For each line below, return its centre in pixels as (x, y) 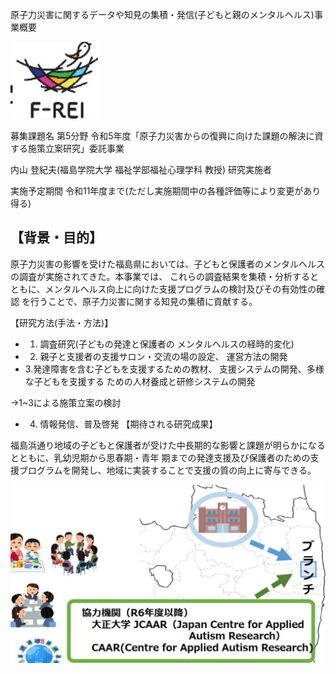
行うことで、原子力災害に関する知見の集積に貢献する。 (143, 301)
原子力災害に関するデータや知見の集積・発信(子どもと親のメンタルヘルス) (162, 14)
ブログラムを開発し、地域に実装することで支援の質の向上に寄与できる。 (167, 470)
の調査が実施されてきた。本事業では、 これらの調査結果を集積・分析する (160, 276)
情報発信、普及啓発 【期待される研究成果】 (128, 424)
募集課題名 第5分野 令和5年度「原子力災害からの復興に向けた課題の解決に (162, 136)
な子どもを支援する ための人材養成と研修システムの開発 (140, 381)
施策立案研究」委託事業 (76, 148)
